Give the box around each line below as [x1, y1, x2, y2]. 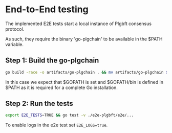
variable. [5, 41, 24, 47]
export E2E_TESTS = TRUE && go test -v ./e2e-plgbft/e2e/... [5, 113, 134, 118]
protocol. [5, 26, 25, 32]
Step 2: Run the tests [5, 99, 73, 108]
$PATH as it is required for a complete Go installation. [5, 84, 118, 91]
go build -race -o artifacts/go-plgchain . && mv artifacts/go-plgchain [5, 70, 164, 75]
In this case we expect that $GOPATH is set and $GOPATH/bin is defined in [5, 79, 164, 85]
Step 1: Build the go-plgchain [5, 56, 99, 65]
